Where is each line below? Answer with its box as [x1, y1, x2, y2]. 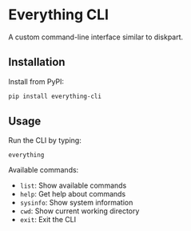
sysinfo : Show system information [19, 198, 133, 208]
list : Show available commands [19, 180, 127, 190]
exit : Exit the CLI [19, 215, 77, 225]
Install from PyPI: [8, 76, 65, 86]
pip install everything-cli [8, 92, 102, 100]
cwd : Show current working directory [19, 206, 140, 216]
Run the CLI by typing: [8, 136, 82, 145]
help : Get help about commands [19, 189, 126, 199]
